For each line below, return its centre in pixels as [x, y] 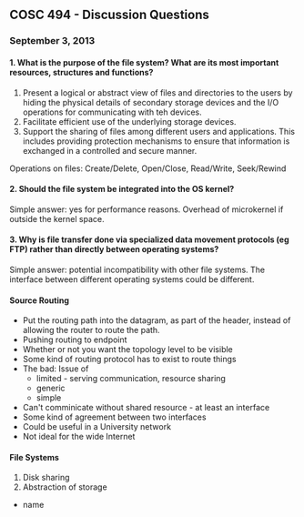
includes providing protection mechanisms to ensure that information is [156, 141]
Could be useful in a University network [96, 427]
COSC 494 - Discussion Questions [109, 15]
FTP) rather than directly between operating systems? [114, 249]
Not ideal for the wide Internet [79, 437]
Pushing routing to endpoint [75, 340]
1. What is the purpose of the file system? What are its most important [144, 62]
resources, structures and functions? [81, 72]
